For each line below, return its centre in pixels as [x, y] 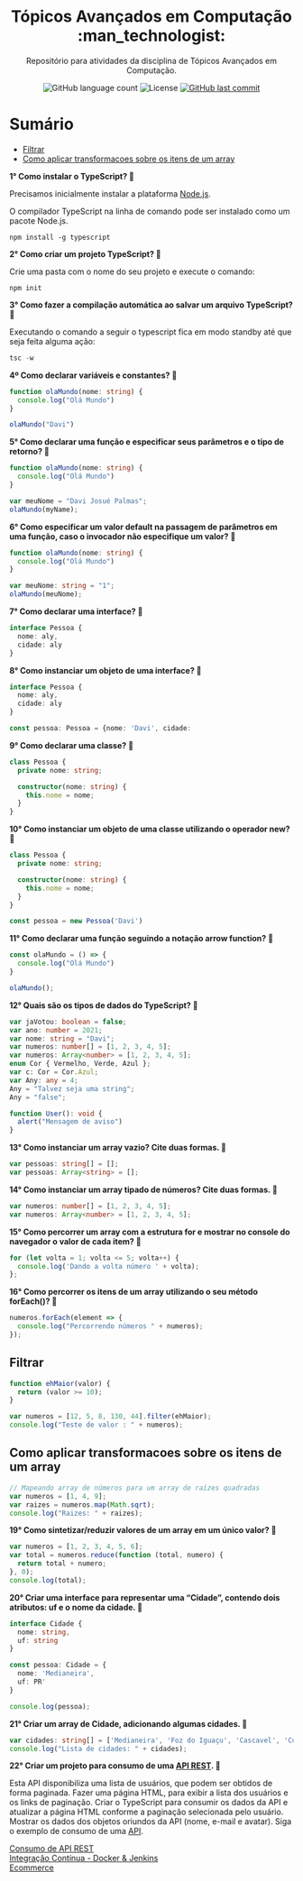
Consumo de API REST [52, 1849]
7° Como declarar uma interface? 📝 [76, 611]
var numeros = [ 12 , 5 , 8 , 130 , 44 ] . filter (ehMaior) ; [110, 1417]
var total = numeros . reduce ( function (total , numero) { [116, 1555]
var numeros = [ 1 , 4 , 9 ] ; [58, 1496]
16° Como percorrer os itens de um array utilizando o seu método [134, 1292]
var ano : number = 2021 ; [56, 1030]
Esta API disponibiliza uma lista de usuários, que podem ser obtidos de [141, 1784]
